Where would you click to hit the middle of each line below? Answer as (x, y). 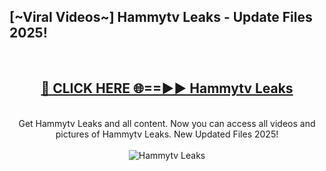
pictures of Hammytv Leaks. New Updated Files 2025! (167, 134)
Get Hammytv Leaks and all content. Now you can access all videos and (167, 123)
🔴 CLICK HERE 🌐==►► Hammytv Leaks (167, 88)
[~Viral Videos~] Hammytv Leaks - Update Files (161, 17)
